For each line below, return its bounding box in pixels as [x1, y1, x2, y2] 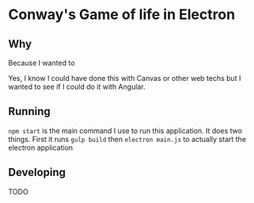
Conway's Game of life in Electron [8, 6, 236, 24]
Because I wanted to [8, 58, 75, 67]
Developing [8, 166, 66, 179]
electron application [8, 143, 74, 152]
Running [8, 105, 51, 118]
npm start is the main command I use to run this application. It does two [8, 125, 243, 136]
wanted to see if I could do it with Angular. [8, 82, 146, 91]
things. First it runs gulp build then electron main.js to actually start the [8, 134, 247, 144]
